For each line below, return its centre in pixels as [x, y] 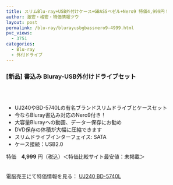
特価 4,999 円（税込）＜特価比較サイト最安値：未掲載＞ [75, 156]
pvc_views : [19, 33]
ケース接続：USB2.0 [39, 144]
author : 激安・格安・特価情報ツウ [43, 17]
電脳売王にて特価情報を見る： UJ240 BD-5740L [63, 176]
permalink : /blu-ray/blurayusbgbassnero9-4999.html [70, 28]
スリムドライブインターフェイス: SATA [60, 137]
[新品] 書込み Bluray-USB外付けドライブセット [71, 76]
